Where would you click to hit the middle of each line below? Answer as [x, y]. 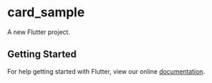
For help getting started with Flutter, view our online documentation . [106, 71]
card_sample [46, 12]
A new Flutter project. [39, 32]
